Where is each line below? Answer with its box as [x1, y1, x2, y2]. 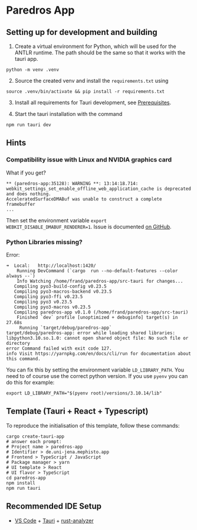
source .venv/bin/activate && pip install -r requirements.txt [6, 89, 165, 95]
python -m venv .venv [6, 67, 60, 73]
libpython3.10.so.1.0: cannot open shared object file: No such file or [6, 335, 189, 341]
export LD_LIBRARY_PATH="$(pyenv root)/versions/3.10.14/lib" [6, 390, 162, 396]
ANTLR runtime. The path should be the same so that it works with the [14, 49, 186, 56]
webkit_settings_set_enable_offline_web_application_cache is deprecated [6, 186, 192, 192]
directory [6, 340, 31, 346]
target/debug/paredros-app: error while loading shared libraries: [6, 329, 176, 336]
